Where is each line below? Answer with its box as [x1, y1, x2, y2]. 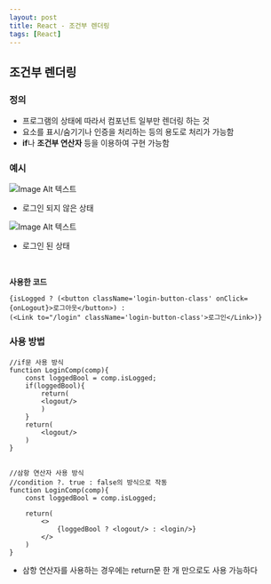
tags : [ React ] [9, 29, 62, 38]
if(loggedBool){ [25, 381, 86, 390]
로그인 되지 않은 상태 [21, 203, 94, 213]
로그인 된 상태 [21, 241, 70, 252]
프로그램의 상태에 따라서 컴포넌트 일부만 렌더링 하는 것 [21, 116, 211, 126]
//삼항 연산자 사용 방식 [9, 468, 84, 477]
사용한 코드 [9, 276, 47, 287]
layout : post [9, 12, 58, 22]
